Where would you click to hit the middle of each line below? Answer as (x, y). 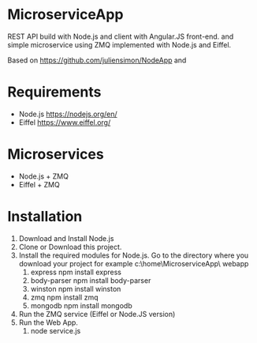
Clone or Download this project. (70, 247)
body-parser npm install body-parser (91, 280)
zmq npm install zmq (64, 297)
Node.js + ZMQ (43, 176)
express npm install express (76, 272)
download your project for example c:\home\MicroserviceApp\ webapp (134, 263)
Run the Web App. (48, 322)
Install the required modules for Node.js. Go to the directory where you (134, 255)
